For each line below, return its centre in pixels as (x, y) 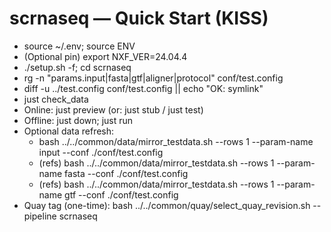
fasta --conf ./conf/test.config (126, 173)
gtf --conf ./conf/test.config (121, 194)
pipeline (40, 216)
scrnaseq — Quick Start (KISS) (139, 18)
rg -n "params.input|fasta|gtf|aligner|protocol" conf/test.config (153, 78)
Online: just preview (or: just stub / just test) (113, 109)
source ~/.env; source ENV (79, 46)
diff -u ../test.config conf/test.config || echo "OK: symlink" (143, 88)
